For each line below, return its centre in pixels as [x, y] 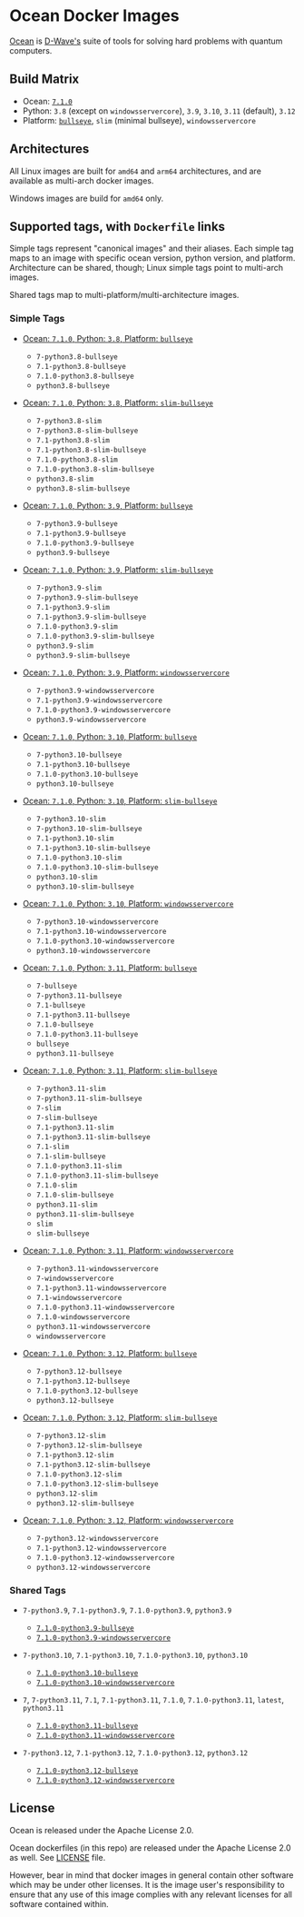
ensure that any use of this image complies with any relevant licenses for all [151, 1894]
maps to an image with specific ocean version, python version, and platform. [152, 258]
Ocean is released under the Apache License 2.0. [102, 1830]
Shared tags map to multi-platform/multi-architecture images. [124, 295]
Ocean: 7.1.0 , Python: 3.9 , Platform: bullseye [108, 505]
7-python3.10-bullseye [79, 755]
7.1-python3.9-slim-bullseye [91, 617]
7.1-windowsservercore [79, 1297]
